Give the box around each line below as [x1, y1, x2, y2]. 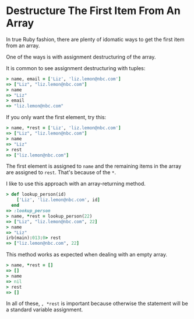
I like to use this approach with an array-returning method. [6, 180, 146, 188]
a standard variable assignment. [6, 306, 83, 313]
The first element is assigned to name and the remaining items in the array [6, 162, 182, 170]
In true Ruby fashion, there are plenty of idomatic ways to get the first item [6, 36, 185, 43]
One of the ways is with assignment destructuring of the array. [6, 53, 156, 60]
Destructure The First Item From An [6, 4, 181, 18]
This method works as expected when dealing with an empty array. [6, 251, 168, 258]
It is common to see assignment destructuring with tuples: [6, 64, 146, 71]
